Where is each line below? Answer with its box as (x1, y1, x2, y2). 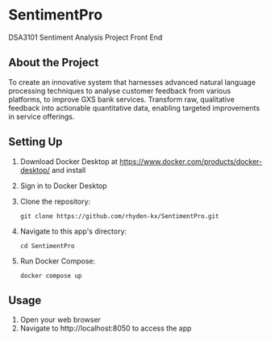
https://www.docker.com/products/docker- (119, 156, 263, 166)
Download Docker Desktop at (19, 156, 119, 166)
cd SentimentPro (19, 242, 75, 250)
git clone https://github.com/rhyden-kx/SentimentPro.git (19, 212, 219, 220)
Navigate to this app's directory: (19, 226, 127, 236)
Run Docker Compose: (19, 256, 95, 266)
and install (52, 165, 86, 175)
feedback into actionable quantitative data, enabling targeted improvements (8, 103, 261, 112)
